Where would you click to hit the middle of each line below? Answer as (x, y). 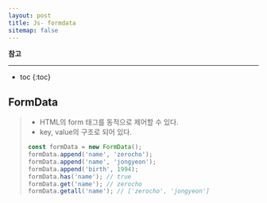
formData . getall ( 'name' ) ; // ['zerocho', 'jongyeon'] (118, 191)
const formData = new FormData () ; (85, 147)
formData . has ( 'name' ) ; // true (79, 176)
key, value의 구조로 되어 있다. (86, 132)
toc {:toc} (35, 77)
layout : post (30, 15)
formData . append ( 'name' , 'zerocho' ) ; (90, 155)
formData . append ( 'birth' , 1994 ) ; (83, 169)
